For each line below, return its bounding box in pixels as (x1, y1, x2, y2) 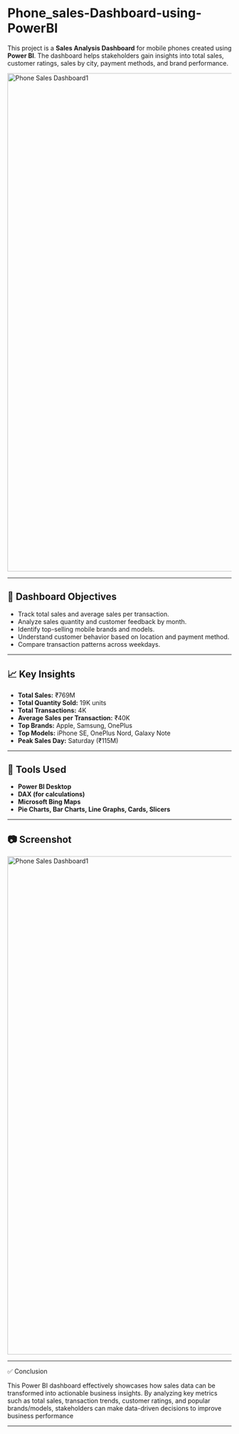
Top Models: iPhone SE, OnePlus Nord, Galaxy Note (17, 729, 171, 737)
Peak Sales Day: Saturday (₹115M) (17, 736, 119, 744)
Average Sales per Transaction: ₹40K (17, 713, 130, 722)
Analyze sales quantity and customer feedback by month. (17, 617, 187, 625)
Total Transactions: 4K (17, 706, 87, 715)
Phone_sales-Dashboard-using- (7, 5, 202, 21)
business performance (7, 1412, 74, 1420)
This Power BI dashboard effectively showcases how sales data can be (7, 1381, 216, 1390)
